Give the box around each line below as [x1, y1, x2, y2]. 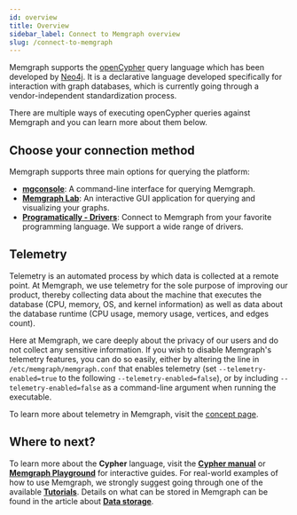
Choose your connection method [9, 143, 195, 158]
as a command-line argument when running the [102, 382, 277, 392]
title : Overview [9, 21, 69, 30]
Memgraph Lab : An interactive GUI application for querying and [21, 193, 255, 204]
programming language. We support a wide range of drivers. [21, 221, 244, 232]
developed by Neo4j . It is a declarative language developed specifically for [9, 72, 283, 83]
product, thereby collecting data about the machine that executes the [9, 289, 262, 300]
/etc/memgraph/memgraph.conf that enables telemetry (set [9, 363, 217, 374]
